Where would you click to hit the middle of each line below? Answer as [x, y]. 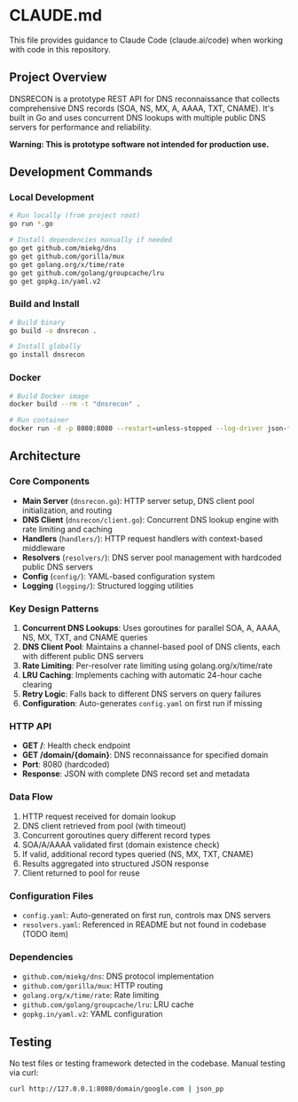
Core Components [50, 482]
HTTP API [30, 726]
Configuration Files [51, 895]
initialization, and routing [67, 510]
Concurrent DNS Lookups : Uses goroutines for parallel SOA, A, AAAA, [151, 628]
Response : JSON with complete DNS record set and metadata [136, 774]
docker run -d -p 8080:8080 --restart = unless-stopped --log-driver [137, 429]
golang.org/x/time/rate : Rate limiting [90, 996]
